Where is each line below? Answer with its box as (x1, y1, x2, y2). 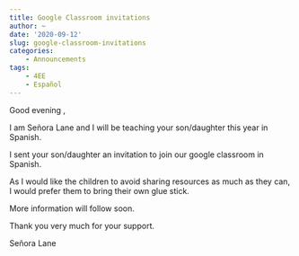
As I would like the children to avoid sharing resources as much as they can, (9, 176, 290, 187)
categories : (9, 47, 54, 56)
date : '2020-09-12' (9, 30, 83, 39)
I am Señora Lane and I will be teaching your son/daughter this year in (9, 122, 268, 133)
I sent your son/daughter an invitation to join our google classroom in (9, 149, 265, 160)
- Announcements (25, 55, 87, 64)
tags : (9, 64, 30, 73)
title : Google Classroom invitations (9, 13, 151, 22)
